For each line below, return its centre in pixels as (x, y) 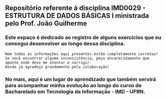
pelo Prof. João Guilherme (46, 23)
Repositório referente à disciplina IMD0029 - (76, 8)
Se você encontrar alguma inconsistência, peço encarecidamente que (77, 58)
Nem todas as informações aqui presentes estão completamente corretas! (82, 54)
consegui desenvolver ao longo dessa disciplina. (65, 44)
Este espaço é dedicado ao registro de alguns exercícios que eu (83, 37)
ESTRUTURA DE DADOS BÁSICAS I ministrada (77, 16)
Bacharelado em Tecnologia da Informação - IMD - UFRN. (75, 92)
